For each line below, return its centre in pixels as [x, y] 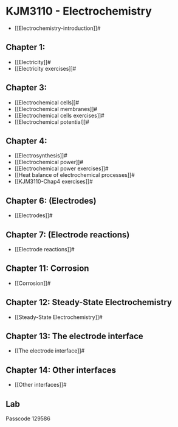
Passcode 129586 [28, 418]
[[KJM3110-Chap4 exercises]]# [54, 182]
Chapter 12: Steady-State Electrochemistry [89, 302]
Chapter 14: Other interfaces [61, 370]
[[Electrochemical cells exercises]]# [59, 115]
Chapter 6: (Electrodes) [51, 200]
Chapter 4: [26, 141]
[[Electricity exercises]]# [45, 68]
